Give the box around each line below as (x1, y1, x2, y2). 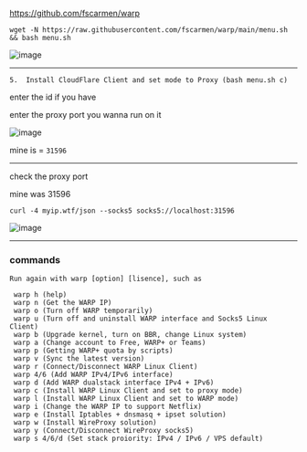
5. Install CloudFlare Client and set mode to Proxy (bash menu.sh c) (9, 76, 288, 85)
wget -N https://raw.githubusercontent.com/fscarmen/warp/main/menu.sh (9, 26, 288, 35)
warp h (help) (13, 290, 68, 300)
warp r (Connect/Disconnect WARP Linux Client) (13, 363, 198, 372)
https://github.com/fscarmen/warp (9, 8, 140, 18)
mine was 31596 (9, 189, 71, 199)
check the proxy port (9, 171, 89, 182)
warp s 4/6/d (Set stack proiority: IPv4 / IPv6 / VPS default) (13, 434, 263, 444)
